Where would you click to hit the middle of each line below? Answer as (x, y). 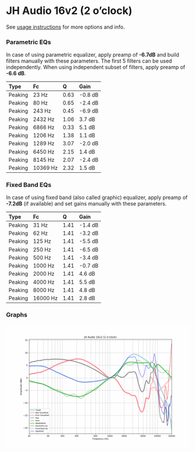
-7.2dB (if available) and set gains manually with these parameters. (86, 204)
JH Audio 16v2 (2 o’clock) (69, 11)
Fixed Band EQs (29, 185)
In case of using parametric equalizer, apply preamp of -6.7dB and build (93, 55)
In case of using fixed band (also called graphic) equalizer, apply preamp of (97, 197)
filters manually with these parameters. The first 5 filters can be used (89, 61)
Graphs (17, 315)
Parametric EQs (29, 42)
